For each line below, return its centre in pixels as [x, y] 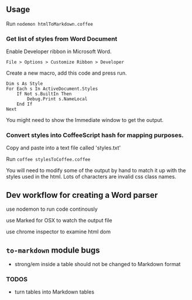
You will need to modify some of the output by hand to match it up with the [96, 170]
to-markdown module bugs [53, 250]
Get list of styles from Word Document [62, 39]
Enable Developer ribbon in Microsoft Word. [59, 51]
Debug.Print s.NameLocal [57, 99]
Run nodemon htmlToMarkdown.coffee [50, 23]
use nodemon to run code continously [52, 209]
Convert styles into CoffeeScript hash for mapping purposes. [95, 135]
